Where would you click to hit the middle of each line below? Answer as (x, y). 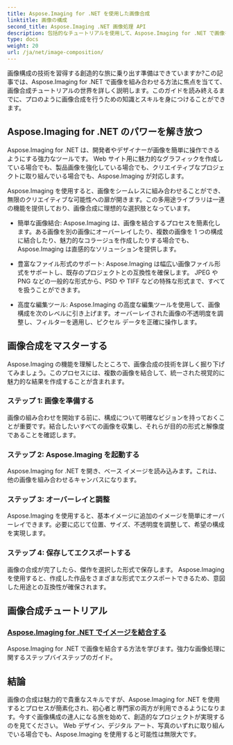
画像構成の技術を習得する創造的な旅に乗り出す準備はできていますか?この (112, 73)
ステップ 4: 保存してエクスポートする (69, 553)
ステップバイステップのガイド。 (71, 657)
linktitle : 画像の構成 (37, 20)
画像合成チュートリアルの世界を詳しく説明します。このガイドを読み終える (113, 90)
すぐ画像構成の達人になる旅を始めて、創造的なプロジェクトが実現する (125, 717)
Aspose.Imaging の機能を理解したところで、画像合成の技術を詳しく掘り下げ (116, 364)
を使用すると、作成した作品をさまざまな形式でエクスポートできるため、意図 (116, 578)
